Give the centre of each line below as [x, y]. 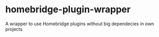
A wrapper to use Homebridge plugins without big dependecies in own [80, 24]
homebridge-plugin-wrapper [68, 10]
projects [14, 29]
